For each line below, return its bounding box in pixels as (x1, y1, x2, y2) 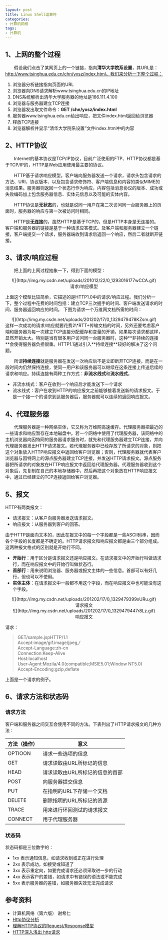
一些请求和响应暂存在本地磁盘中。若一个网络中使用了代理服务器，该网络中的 (5, 430, 163, 436)
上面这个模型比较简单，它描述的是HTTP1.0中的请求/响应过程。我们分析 (5, 294, 151, 300)
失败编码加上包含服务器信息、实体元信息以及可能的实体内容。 (5, 191, 132, 197)
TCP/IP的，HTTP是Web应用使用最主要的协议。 (9, 161, 106, 167)
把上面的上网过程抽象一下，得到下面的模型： (13, 267, 106, 273)
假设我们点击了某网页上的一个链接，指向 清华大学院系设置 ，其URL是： (13, 64, 158, 70)
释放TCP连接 (12, 118, 39, 125)
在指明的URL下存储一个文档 (42, 787, 108, 794)
